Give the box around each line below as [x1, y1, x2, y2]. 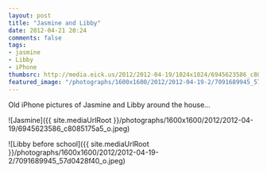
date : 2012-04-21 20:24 [8, 26, 87, 34]
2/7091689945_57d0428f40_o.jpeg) [8, 156, 126, 165]
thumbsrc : [8, 71, 41, 79]
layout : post [8, 11, 52, 20]
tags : [8, 41, 26, 49]
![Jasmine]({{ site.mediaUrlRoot [8, 115, 112, 125]
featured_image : [8, 78, 62, 86]
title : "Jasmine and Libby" [8, 19, 102, 27]
